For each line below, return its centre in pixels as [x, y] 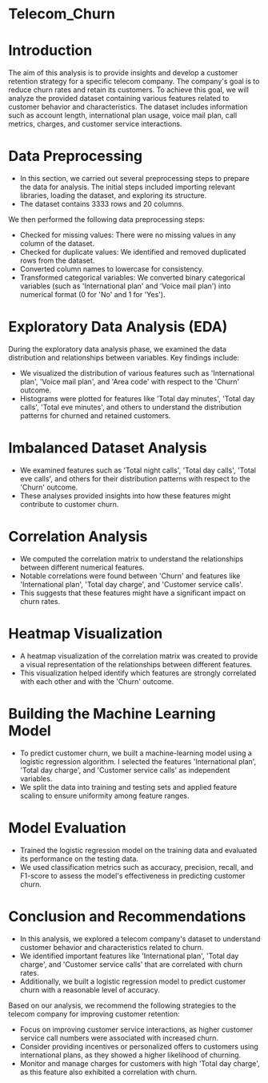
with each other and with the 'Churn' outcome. [97, 681]
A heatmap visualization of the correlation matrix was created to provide [139, 656]
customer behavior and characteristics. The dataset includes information [128, 107]
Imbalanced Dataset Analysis [108, 448]
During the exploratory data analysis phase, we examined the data [117, 349]
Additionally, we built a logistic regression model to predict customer [133, 981]
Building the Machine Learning [112, 714]
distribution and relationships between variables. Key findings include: [124, 358]
